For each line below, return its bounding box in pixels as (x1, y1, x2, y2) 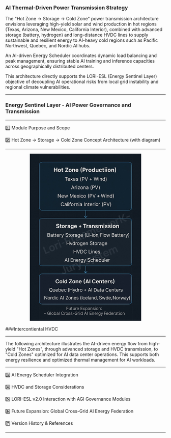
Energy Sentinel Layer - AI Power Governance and (5, 101, 131, 108)
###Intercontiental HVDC (5, 326, 59, 332)
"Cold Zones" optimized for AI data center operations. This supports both (5, 351, 159, 358)
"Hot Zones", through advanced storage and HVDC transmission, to (16, 346, 158, 352)
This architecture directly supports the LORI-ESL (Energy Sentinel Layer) (5, 73, 157, 79)
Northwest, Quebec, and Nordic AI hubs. (5, 43, 91, 49)
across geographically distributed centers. (5, 63, 94, 70)
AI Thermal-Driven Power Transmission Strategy (5, 4, 128, 11)
